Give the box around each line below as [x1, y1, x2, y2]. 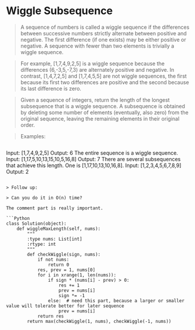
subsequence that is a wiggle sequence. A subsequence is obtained [20, 102, 186, 109]
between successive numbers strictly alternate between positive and [20, 29, 187, 36]
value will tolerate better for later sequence [6, 303, 125, 309]
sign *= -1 [58, 292, 85, 298]
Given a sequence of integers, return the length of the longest [20, 96, 170, 104]
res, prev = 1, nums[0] [37, 266, 95, 273]
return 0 [47, 262, 69, 268]
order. [20, 121, 35, 128]
